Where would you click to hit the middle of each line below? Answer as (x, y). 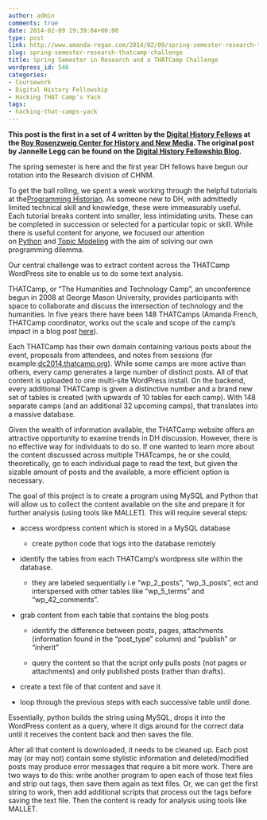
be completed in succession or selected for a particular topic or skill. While (131, 224)
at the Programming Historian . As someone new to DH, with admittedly (123, 199)
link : (17, 45)
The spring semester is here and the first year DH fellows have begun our (128, 167)
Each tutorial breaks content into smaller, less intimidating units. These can (131, 216)
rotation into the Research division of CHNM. (81, 175)
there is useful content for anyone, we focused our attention (106, 233)
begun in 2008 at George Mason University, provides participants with (123, 297)
